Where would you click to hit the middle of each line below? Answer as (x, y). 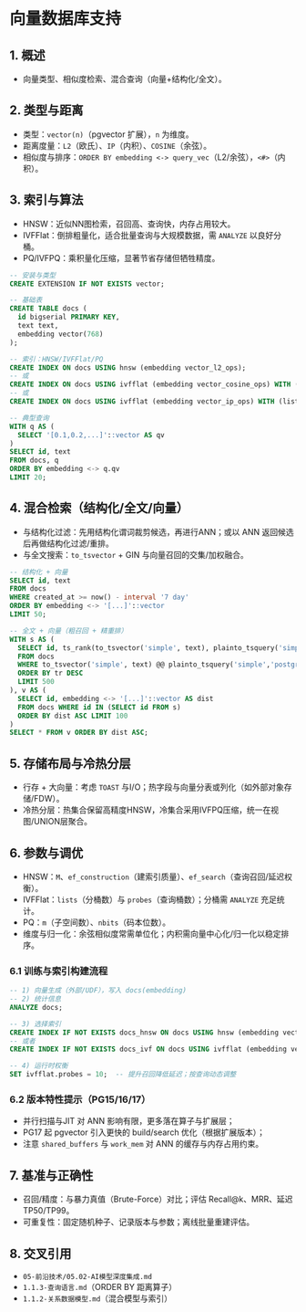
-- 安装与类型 (33, 275)
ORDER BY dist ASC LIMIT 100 (73, 716)
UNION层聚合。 (63, 822)
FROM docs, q (34, 461)
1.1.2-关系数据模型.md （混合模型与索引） (97, 1298)
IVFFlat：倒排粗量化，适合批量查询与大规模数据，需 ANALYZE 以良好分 (152, 235)
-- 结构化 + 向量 (39, 572)
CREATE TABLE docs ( (49, 309)
